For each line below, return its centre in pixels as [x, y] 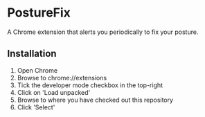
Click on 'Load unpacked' [54, 92]
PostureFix [39, 13]
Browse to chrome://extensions [62, 78]
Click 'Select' [36, 107]
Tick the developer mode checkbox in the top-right [90, 85]
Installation [32, 54]
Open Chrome [37, 70]
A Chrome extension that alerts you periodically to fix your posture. [103, 32]
